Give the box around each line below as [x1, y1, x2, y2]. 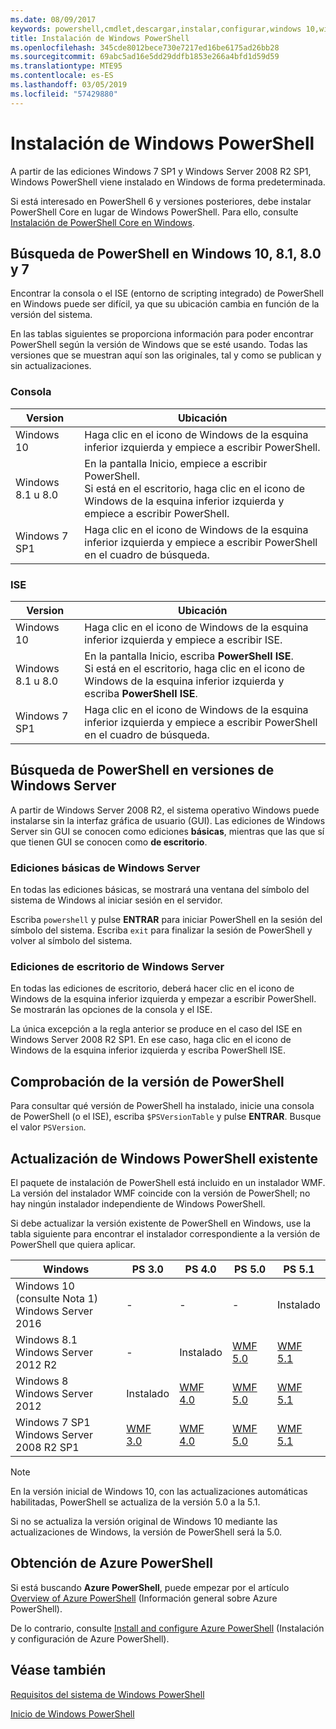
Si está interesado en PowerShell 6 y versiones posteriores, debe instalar [10, 195, 312, 207]
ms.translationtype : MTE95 [10, 61, 123, 71]
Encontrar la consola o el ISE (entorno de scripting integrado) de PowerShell [10, 287, 324, 300]
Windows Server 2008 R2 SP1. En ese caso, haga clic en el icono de [10, 1034, 292, 1046]
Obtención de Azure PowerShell [10, 1555, 213, 1572]
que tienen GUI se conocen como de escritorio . [10, 836, 208, 848]
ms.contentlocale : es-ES [10, 71, 114, 81]
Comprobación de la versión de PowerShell [10, 1073, 285, 1090]
